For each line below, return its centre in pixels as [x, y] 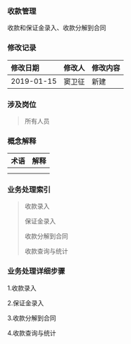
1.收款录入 [22, 288]
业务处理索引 [29, 190]
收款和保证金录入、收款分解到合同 [57, 28]
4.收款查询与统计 [32, 333]
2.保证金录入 [26, 303]
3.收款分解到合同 [32, 318]
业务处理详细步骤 [36, 271]
